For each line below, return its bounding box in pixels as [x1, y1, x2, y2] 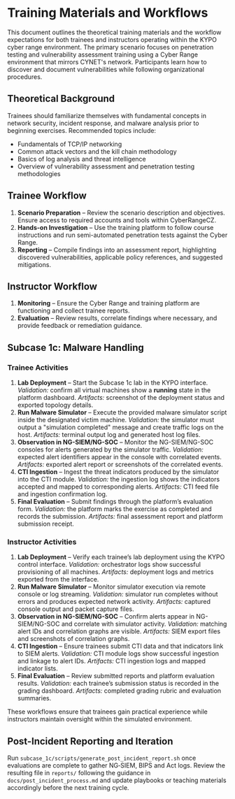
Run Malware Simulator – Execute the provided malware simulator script [17, 408, 227, 417]
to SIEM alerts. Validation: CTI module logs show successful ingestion [17, 649, 219, 658]
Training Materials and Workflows [7, 5, 208, 21]
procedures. [7, 72, 43, 81]
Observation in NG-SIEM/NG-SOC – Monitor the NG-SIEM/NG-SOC [17, 438, 214, 447]
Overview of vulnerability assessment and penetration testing [17, 162, 195, 171]
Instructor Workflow [7, 280, 98, 292]
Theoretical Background [7, 93, 115, 105]
